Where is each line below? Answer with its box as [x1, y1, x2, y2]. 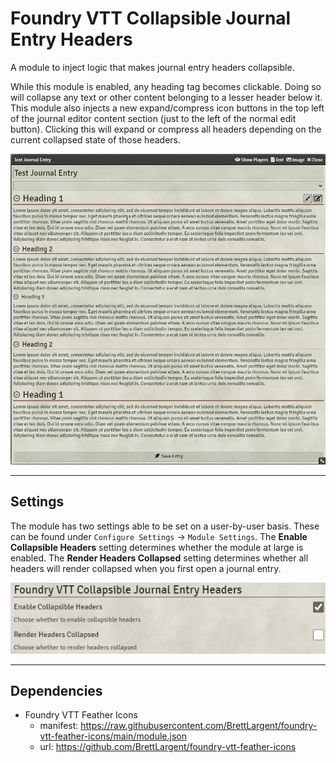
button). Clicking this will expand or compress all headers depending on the [10, 123, 322, 135]
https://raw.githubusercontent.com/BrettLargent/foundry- [80, 720, 318, 732]
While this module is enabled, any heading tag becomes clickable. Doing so [10, 80, 322, 92]
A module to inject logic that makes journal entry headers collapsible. [10, 61, 295, 73]
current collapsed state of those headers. [10, 133, 181, 146]
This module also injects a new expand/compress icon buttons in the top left [10, 102, 325, 114]
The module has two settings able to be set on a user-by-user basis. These [10, 520, 320, 532]
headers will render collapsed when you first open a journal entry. [10, 562, 282, 574]
